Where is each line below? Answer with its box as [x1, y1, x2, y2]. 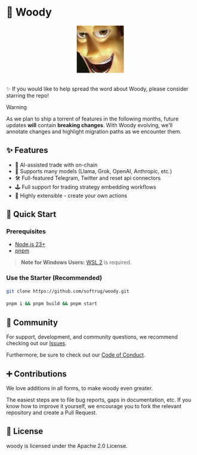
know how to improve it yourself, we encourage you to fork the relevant [6, 402, 182, 409]
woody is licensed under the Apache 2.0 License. [6, 442, 128, 449]
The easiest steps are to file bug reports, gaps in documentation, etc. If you [6, 396, 192, 403]
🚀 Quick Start [6, 209, 57, 219]
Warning [6, 103, 27, 110]
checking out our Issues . [6, 340, 67, 347]
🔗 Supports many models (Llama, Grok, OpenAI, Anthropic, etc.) [14, 167, 172, 174]
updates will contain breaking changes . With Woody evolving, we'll [6, 121, 173, 128]
